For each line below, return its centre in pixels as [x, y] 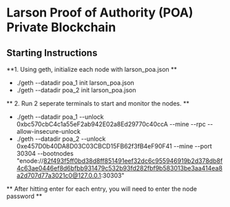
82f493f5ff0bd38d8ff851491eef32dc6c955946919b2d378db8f [133, 161]
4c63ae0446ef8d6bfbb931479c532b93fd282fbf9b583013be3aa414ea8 [119, 168]
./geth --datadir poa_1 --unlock [60, 117]
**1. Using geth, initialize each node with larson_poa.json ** [92, 69]
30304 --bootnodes [45, 154]
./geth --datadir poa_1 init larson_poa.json [75, 83]
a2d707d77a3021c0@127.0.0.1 [59, 175]
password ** [24, 196]
